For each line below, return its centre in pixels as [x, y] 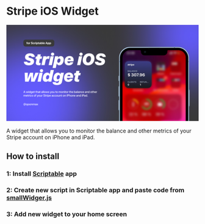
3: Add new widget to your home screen [67, 214]
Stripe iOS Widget [52, 11]
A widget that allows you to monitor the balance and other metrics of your [99, 131]
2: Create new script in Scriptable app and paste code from [95, 190]
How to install [33, 157]
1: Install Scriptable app [42, 174]
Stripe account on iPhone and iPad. [51, 137]
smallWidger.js [29, 198]
